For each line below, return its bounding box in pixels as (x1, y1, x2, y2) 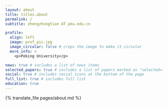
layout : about (5, 7, 35, 12)
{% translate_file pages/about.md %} (5, 94, 81, 100)
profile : (5, 30, 23, 35)
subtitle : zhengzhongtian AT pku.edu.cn (5, 21, 91, 26)
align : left (9, 35, 35, 40)
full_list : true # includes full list (5, 76, 86, 81)
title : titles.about (5, 12, 48, 17)
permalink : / (5, 16, 32, 21)
